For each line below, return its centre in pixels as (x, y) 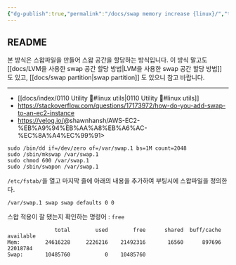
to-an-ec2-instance (46, 113)
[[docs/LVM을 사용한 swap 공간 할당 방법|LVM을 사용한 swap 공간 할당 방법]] (115, 69)
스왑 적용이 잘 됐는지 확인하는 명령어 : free (66, 217)
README (27, 43)
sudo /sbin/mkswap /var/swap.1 (53, 155)
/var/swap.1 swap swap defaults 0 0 (61, 203)
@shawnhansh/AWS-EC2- (102, 121)
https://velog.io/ (41, 121)
